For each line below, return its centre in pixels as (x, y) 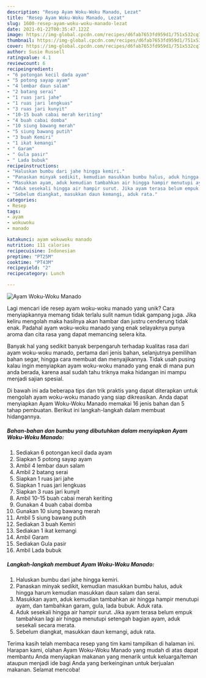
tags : (14, 211)
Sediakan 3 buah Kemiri (46, 524)
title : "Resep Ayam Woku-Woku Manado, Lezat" (66, 18)
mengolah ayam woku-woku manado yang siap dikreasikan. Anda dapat (97, 397)
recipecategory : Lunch (36, 274)
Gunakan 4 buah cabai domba (54, 504)
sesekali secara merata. (46, 625)
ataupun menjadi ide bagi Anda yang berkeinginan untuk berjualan (90, 663)
